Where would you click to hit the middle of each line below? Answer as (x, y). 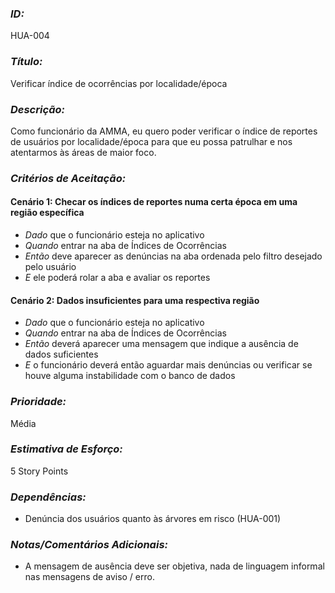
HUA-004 (30, 36)
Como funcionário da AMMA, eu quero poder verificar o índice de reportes (164, 131)
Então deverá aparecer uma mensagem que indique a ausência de (161, 344)
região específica (47, 213)
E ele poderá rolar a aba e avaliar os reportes (117, 278)
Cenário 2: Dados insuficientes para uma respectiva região (135, 300)
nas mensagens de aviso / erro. (89, 577)
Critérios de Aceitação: (68, 178)
